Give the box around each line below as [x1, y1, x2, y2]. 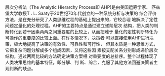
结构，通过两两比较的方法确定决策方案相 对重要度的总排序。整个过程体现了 [5, 53, 158, 59]
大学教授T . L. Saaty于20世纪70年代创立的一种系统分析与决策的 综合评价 [9, 10, 157, 16]
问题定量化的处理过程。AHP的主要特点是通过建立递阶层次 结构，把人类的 [5, 23, 154, 28]
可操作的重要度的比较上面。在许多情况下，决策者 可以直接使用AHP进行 [5, 35, 150, 41]
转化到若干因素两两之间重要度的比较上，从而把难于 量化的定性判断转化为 [9, 29, 158, 34]
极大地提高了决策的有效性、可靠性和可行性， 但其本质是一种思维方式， [13, 41, 158, 47]
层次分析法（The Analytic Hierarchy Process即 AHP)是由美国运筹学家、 [5, 4, 151, 10]
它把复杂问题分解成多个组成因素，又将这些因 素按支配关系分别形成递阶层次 [5, 47, 158, 53]
